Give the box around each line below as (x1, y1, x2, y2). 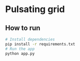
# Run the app (5, 46, 35, 51)
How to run (5, 24, 41, 32)
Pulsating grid (5, 4, 65, 15)
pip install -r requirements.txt (5, 41, 75, 46)
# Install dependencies (5, 37, 55, 42)
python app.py (5, 51, 35, 56)
